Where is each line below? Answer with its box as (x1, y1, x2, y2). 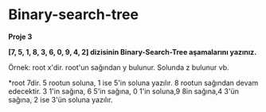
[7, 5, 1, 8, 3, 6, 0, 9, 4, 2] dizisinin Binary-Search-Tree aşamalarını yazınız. (8, 47, 257, 56)
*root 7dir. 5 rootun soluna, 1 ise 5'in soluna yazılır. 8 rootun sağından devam (8, 78, 259, 87)
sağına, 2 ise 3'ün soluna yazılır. (8, 95, 113, 104)
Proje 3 (8, 32, 33, 41)
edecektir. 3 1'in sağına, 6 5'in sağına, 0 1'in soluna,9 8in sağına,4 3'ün (8, 86, 239, 96)
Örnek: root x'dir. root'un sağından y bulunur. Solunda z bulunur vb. (8, 62, 229, 72)
